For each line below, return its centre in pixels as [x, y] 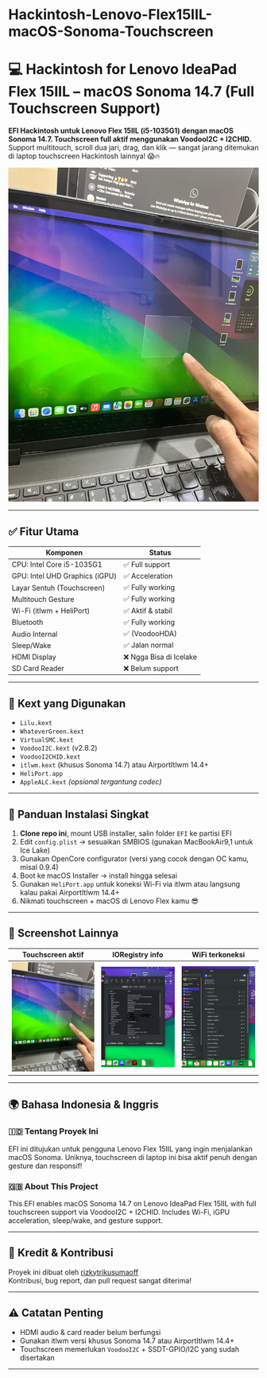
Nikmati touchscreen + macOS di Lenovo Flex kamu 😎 [109, 901]
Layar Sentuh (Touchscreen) [58, 588]
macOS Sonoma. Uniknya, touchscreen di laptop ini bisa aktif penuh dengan [133, 1157]
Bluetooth [27, 623]
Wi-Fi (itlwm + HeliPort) [50, 611]
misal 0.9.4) [39, 868]
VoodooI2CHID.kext [50, 757]
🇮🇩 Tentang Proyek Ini [53, 1132]
